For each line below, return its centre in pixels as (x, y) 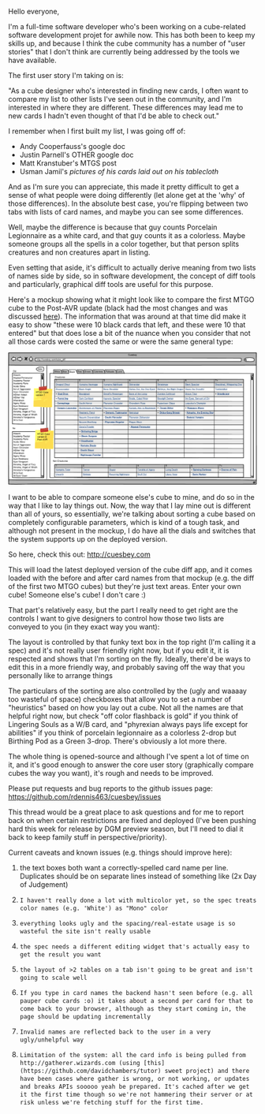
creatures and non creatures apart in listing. (79, 252)
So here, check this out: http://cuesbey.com (80, 554)
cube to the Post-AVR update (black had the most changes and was (118, 308)
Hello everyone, (34, 11)
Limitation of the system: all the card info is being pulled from (132, 1056)
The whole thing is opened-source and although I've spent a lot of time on (129, 757)
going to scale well (53, 978)
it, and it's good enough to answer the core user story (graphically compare (131, 765)
